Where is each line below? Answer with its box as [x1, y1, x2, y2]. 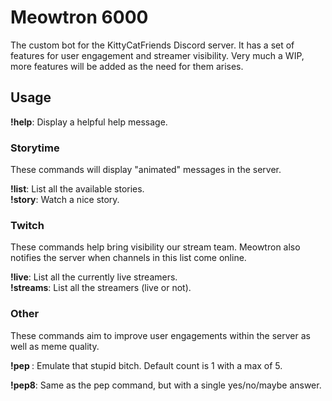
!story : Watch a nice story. [10, 194, 120, 206]
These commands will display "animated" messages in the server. [10, 164, 282, 176]
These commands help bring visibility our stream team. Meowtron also [10, 241, 301, 253]
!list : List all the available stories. [10, 183, 145, 195]
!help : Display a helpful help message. [10, 116, 168, 128]
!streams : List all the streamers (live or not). [10, 282, 192, 294]
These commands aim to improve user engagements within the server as [10, 329, 311, 341]
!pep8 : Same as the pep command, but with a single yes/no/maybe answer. [10, 379, 322, 391]
